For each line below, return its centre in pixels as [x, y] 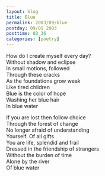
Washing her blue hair [33, 100]
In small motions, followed [38, 68]
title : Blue [21, 17]
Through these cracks [33, 75]
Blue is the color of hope [36, 93]
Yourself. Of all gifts [30, 136]
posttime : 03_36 [26, 34]
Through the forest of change [42, 124]
